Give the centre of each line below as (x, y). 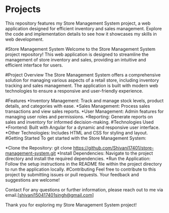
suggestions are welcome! (32, 180)
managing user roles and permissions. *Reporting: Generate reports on (79, 116)
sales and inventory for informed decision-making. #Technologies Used (79, 122)
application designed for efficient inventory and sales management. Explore (83, 28)
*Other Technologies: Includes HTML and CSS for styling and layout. (77, 132)
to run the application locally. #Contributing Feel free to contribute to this (80, 169)
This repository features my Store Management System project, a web (78, 23)
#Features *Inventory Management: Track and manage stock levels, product (84, 100)
